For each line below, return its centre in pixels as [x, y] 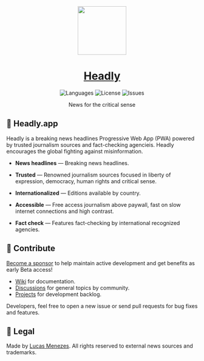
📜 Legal [21, 331]
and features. [23, 312]
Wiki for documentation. [45, 281]
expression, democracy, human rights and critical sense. [86, 181]
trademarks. [22, 353]
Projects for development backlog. [58, 294]
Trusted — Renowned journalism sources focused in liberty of [93, 175]
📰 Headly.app [32, 124]
